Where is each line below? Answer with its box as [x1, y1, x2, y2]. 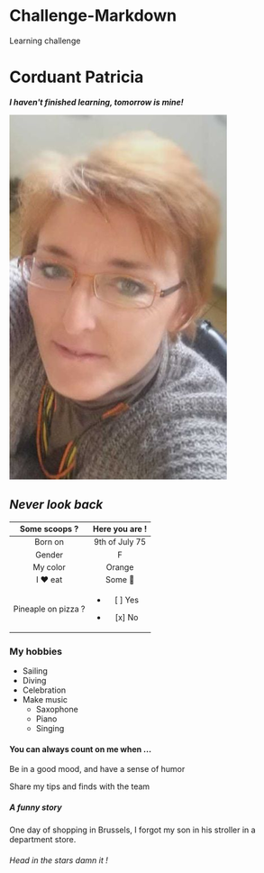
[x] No [114, 612, 139, 623]
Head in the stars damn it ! [9, 855, 108, 866]
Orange [105, 561, 134, 573]
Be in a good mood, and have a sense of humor [9, 764, 186, 775]
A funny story [9, 802, 62, 813]
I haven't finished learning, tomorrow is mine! [9, 96, 185, 107]
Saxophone [35, 704, 78, 715]
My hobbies [9, 645, 63, 657]
